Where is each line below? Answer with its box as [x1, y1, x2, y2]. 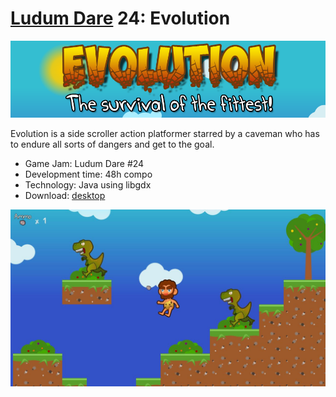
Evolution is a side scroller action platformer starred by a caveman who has [10, 127, 320, 139]
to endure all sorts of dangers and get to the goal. [10, 138, 215, 150]
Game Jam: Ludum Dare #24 [24, 157, 145, 169]
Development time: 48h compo [24, 168, 153, 180]
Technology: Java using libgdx [24, 178, 152, 191]
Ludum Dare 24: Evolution [10, 7, 231, 30]
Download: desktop [24, 189, 106, 201]
